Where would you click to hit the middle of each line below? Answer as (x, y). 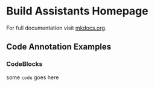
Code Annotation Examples (59, 47)
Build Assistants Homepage (77, 11)
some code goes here (33, 77)
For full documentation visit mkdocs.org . (56, 28)
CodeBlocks (24, 64)
